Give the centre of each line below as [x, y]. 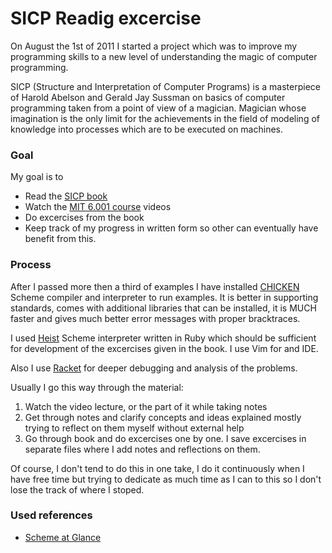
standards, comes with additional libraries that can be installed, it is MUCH [163, 308]
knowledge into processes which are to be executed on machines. [147, 129]
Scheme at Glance [63, 537]
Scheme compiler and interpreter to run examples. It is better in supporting [164, 297]
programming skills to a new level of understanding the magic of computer [164, 56]
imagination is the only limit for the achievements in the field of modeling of [165, 118]
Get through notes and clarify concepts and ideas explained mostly [163, 417]
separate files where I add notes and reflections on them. [142, 449]
